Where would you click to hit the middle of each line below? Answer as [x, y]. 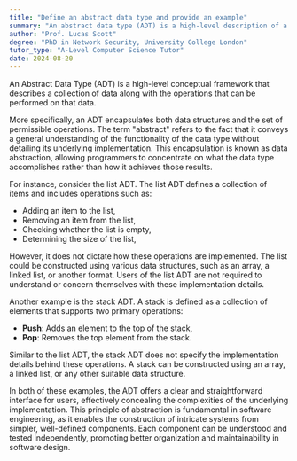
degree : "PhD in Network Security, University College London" [129, 42]
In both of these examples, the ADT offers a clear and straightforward [136, 391]
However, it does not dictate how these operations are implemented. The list [148, 256]
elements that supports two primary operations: [96, 311]
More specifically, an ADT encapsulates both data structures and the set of [146, 120]
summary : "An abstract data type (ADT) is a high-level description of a [148, 26]
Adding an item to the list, [69, 211]
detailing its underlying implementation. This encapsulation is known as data [148, 148]
